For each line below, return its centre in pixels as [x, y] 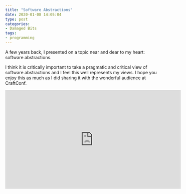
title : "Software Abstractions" [39, 10]
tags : [11, 33]
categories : [18, 24]
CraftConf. [16, 83]
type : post [17, 19]
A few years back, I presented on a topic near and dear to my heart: [75, 52]
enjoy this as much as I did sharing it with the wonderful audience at [76, 78]
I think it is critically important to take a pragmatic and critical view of [76, 67]
